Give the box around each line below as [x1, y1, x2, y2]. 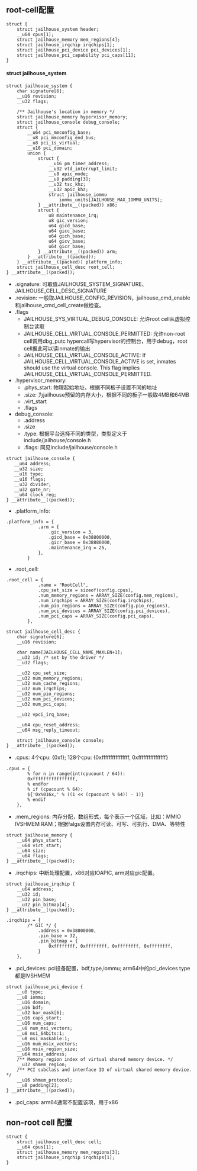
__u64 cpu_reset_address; [17, 722, 81, 728]
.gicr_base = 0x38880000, [48, 540, 112, 546]
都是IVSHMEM [14, 972, 50, 979]
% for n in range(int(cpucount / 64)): [27, 771, 126, 777]
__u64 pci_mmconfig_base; [27, 130, 92, 136]
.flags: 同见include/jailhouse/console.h [23, 444, 118, 451]
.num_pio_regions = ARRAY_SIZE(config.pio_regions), [37, 603, 170, 609]
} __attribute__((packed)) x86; [37, 202, 118, 208]
